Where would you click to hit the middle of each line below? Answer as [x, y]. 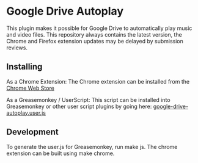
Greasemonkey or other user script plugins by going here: [79, 106]
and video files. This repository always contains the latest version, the [94, 34]
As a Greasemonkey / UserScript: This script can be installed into [88, 100]
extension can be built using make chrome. [61, 153]
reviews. [17, 48]
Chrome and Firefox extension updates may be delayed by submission [95, 41]
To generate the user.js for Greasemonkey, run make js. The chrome [92, 147]
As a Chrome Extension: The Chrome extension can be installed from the [98, 81]
